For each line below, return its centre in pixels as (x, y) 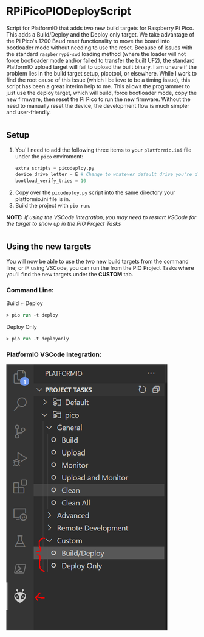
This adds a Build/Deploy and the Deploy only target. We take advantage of (100, 34)
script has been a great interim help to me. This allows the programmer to (98, 86)
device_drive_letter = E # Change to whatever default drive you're (104, 175)
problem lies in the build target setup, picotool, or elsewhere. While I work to (102, 73)
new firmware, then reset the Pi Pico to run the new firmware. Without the (98, 99)
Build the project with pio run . (53, 206)
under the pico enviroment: (49, 156)
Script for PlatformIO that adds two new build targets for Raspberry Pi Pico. (100, 28)
